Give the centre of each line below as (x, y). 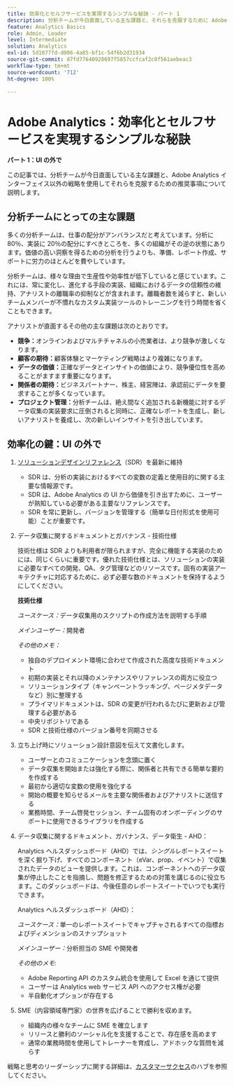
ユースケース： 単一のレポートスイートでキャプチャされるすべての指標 (118, 924)
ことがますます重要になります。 (69, 376)
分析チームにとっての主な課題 (71, 217)
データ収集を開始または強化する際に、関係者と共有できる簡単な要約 (125, 769)
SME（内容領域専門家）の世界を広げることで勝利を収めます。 (106, 1010)
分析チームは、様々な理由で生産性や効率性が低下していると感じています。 (114, 276)
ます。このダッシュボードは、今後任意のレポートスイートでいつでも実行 (121, 886)
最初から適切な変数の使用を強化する (80, 786)
